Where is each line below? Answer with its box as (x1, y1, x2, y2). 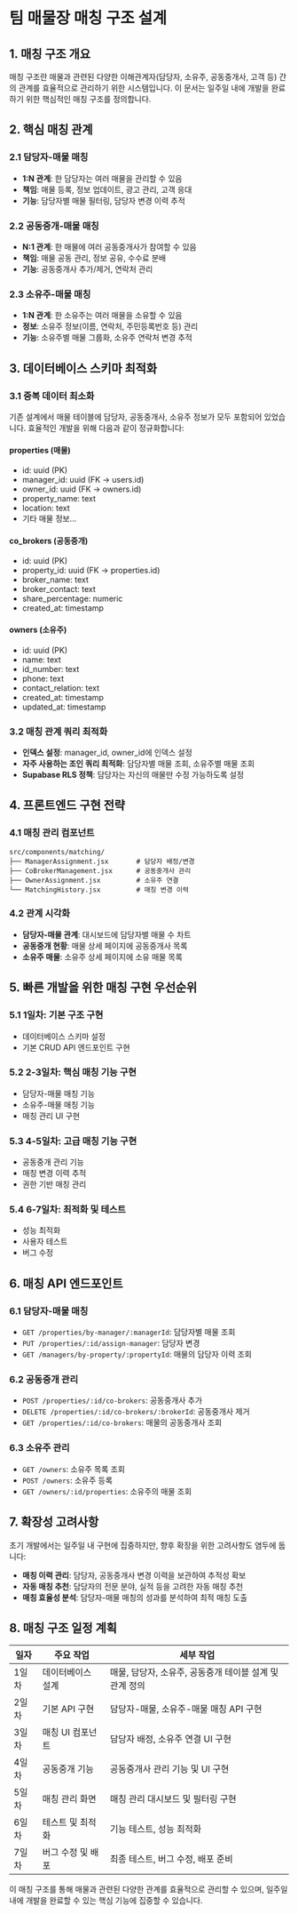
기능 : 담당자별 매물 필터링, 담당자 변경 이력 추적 (21, 195, 186, 205)
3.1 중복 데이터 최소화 (9, 389, 95, 402)
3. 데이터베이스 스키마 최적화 (9, 361, 158, 376)
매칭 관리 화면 (42, 1793, 97, 1806)
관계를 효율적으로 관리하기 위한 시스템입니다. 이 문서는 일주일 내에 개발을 (18, 83, 270, 93)
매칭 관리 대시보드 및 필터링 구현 (109, 1793, 237, 1806)
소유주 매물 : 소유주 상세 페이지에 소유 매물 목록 (21, 951, 184, 962)
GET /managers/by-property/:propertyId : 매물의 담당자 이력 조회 (21, 1349, 253, 1360)
